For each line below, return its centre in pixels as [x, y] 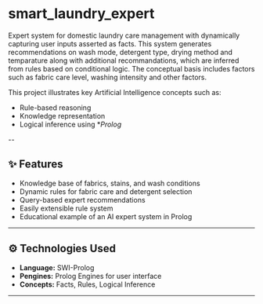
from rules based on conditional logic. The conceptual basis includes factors [131, 68]
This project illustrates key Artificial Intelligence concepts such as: [115, 92]
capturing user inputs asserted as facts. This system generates [110, 43]
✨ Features [36, 165]
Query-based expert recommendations [83, 200]
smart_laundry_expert [81, 14]
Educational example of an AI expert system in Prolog [106, 216]
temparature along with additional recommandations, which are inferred [124, 60]
